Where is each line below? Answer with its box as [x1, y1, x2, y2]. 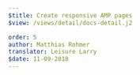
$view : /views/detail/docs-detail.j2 [8, 19, 133, 27]
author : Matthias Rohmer [8, 40, 90, 48]
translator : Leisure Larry [8, 48, 97, 56]
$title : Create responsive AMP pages [8, 11, 133, 20]
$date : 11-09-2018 [8, 55, 69, 63]
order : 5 [8, 33, 37, 41]
